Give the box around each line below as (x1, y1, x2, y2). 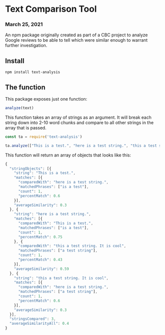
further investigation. (5, 43, 48, 49)
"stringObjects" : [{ (9, 166, 52, 171)
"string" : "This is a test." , (14, 171, 76, 176)
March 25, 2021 (5, 21, 43, 28)
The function (5, 83, 46, 91)
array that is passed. (5, 125, 47, 130)
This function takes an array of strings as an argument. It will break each (5, 114, 152, 120)
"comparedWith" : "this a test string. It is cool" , (18, 244, 126, 249)
